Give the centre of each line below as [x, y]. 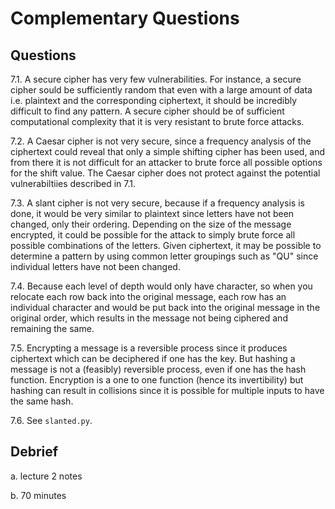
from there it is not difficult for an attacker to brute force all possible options [166, 162]
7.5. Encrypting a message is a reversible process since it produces [149, 348]
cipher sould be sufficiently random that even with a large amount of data [161, 90]
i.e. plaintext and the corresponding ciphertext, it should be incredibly [154, 100]
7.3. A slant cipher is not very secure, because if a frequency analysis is [157, 203]
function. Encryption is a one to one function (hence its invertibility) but [157, 380]
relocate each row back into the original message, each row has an [148, 296]
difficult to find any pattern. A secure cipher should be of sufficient [147, 111]
